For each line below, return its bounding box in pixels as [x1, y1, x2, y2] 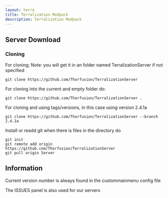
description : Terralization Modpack [5, 17, 82, 22]
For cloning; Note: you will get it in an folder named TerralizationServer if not [5, 62, 163, 68]
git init [5, 137, 24, 143]
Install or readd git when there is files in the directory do [5, 127, 121, 134]
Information [5, 164, 43, 173]
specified [5, 68, 25, 74]
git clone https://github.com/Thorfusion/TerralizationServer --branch [5, 114, 158, 119]
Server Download [5, 35, 61, 44]
